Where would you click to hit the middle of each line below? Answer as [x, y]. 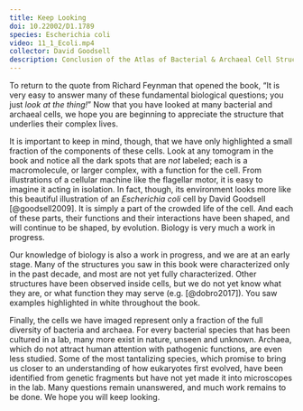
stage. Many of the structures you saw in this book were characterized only [150, 264]
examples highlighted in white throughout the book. [105, 303]
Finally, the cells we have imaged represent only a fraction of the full [136, 320]
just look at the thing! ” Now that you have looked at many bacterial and [141, 104]
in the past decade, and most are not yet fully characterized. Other [133, 274]
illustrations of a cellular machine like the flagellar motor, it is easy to [136, 180]
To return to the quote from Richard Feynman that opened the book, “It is [145, 85]
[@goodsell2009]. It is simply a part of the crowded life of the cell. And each [151, 208]
